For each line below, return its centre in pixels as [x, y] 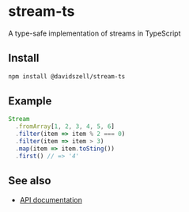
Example [30, 101]
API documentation [51, 199]
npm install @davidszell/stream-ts [67, 76]
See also [30, 181]
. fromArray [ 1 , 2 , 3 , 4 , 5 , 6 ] [65, 127]
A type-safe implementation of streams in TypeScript [94, 33]
